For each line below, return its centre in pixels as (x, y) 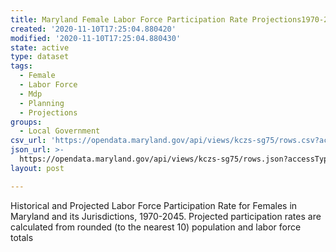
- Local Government (60, 131)
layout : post (37, 168)
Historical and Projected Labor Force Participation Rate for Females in (154, 205)
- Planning (42, 103)
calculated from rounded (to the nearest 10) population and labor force (156, 227)
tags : (21, 66)
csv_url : (28, 141)
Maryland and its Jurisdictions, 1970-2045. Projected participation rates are (166, 216)
